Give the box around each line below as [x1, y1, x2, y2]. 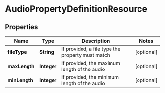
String [39, 49, 55, 55]
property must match [61, 52, 110, 58]
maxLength [7, 63, 35, 70]
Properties [5, 23, 38, 31]
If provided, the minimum [61, 74, 119, 80]
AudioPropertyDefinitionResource [5, 3, 148, 15]
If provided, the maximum [61, 60, 120, 67]
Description [82, 38, 110, 44]
